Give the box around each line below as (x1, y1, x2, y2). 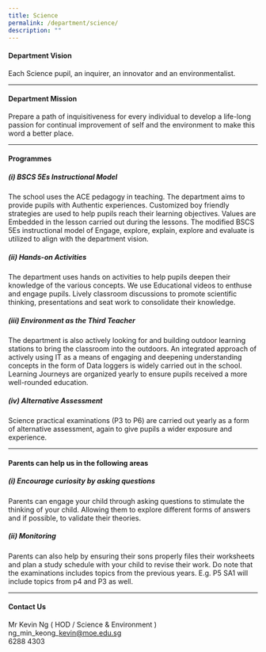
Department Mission (8, 94, 78, 104)
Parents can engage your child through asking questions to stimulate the (8, 496, 245, 505)
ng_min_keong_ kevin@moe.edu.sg (8, 627, 122, 638)
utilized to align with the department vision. (8, 234, 149, 244)
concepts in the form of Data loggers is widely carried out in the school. (8, 361, 243, 371)
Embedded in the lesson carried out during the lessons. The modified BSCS (8, 217, 255, 227)
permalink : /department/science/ (8, 19, 119, 27)
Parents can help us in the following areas (8, 458, 149, 467)
